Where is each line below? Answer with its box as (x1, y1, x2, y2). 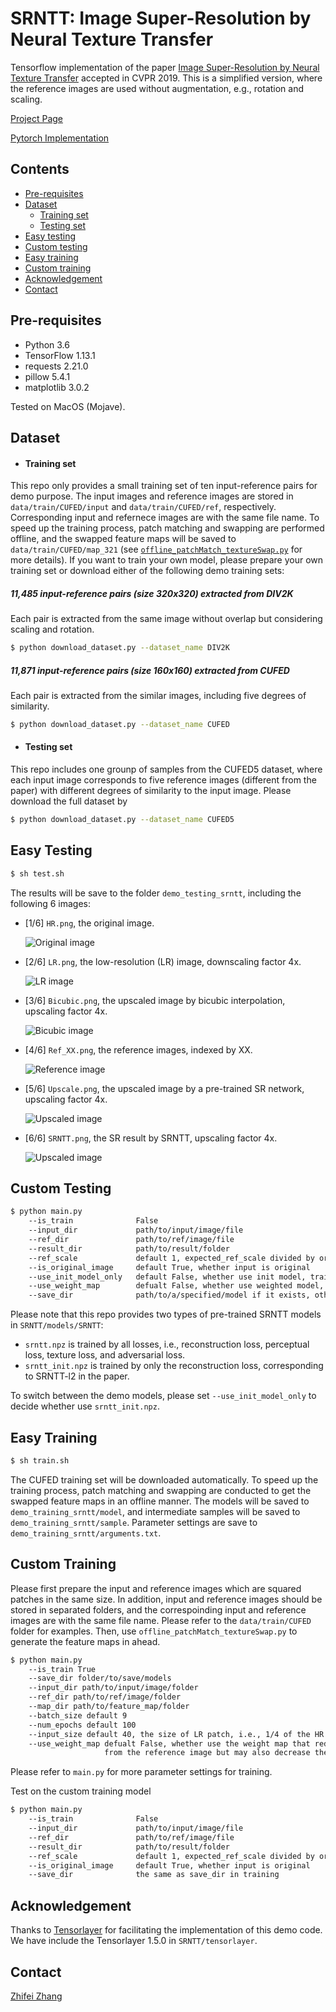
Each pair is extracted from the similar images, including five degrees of (10, 689, 307, 701)
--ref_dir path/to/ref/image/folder (28, 1692, 182, 1702)
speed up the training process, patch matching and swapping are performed (10, 522, 325, 534)
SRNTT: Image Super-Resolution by (10, 7, 312, 30)
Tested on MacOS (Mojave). (10, 400, 126, 412)
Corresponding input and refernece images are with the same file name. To (10, 512, 320, 524)
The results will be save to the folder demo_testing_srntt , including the (10, 887, 302, 899)
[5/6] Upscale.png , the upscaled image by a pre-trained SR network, (24, 1082, 305, 1094)
